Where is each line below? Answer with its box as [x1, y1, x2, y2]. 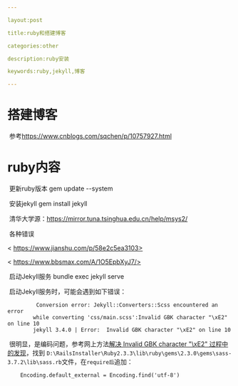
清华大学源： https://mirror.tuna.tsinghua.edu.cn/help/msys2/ [9, 215, 188, 223]
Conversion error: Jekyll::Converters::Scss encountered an [36, 301, 219, 309]
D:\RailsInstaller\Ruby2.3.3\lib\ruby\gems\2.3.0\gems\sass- [46, 350, 232, 357]
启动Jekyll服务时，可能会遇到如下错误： [9, 287, 127, 296]
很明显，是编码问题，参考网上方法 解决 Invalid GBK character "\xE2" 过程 [9, 340, 222, 348]
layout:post [7, 16, 43, 23]
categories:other [7, 42, 59, 50]
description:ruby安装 [7, 55, 70, 63]
